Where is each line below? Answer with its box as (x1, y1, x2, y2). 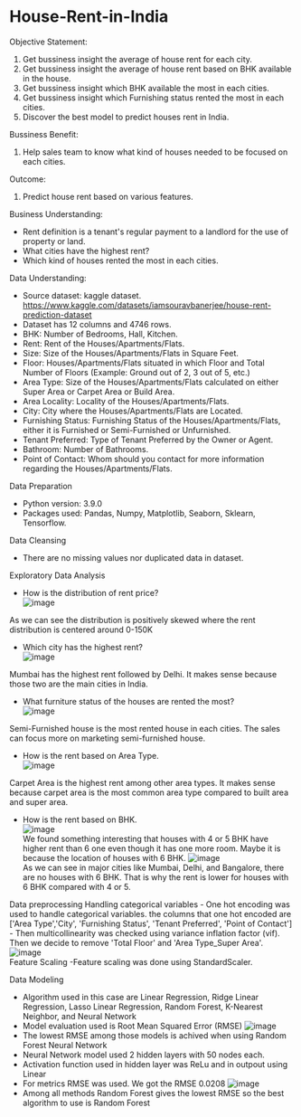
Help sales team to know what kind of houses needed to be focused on (22, 147, 288, 157)
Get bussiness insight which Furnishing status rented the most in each (22, 92, 285, 103)
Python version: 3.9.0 (22, 497, 102, 508)
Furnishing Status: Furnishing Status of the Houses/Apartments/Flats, (22, 414, 281, 426)
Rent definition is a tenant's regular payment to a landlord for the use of (22, 226, 289, 237)
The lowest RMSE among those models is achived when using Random (22, 1029, 287, 1041)
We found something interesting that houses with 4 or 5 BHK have (22, 833, 269, 844)
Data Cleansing (9, 535, 67, 545)
